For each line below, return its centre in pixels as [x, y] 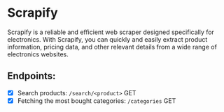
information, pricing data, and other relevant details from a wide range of [112, 47]
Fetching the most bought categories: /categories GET [97, 101]
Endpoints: [31, 76]
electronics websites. [38, 54]
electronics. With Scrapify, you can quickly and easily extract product [107, 39]
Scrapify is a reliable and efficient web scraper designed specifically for [111, 32]
